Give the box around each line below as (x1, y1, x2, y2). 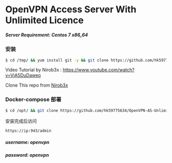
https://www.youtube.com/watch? (62, 67, 135, 73)
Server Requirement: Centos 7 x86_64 (5, 32, 88, 38)
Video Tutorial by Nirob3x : (5, 67, 62, 73)
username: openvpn (5, 139, 50, 146)
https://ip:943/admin (5, 128, 52, 133)
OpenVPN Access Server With (5, 4, 137, 15)
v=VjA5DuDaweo (5, 72, 41, 78)
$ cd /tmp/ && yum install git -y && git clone (5, 57, 109, 63)
